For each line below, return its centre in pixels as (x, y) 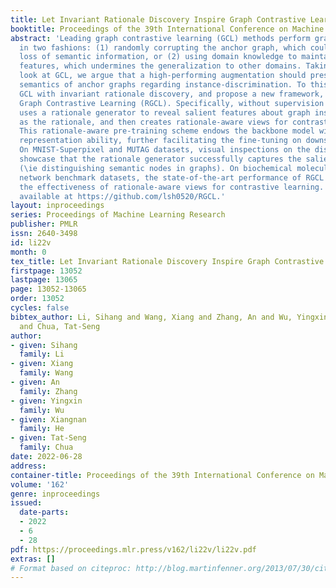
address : (28, 466)
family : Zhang (48, 391)
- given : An (35, 382)
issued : (26, 503)
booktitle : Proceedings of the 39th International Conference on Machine (167, 29)
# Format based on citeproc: (71, 568)
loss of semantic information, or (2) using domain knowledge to (158, 57)
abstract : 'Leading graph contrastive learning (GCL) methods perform (160, 38)
